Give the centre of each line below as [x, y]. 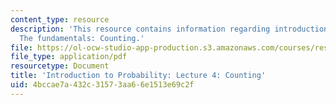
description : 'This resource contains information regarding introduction [169, 29]
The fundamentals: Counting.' [82, 38]
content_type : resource [60, 19]
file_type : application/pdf [69, 57]
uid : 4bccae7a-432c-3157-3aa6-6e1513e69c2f [102, 85]
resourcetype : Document [60, 66]
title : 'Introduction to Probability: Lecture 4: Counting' [138, 76]
